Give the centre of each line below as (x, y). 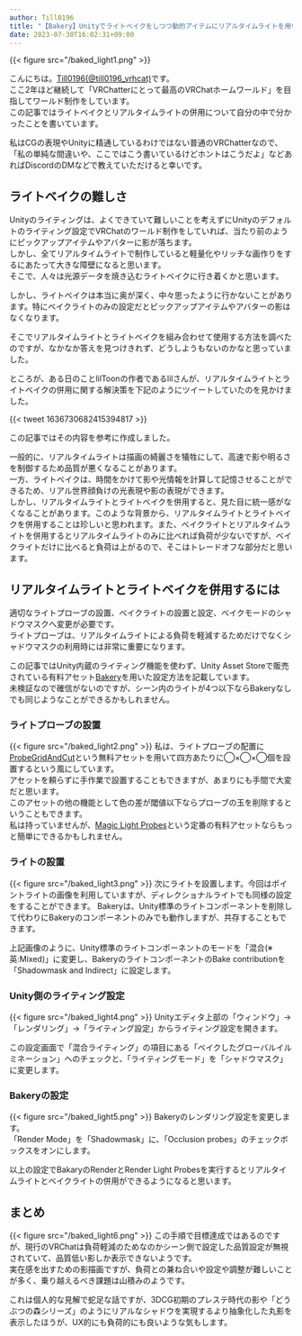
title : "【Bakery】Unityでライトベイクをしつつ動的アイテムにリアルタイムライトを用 (151, 26)
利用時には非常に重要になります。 (127, 646)
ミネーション (33, 1059)
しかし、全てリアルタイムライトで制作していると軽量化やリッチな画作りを (147, 254)
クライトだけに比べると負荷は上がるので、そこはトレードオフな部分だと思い (151, 547)
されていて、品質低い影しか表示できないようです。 (103, 1258)
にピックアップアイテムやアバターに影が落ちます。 (103, 242)
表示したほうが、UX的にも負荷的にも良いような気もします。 (121, 1322)
